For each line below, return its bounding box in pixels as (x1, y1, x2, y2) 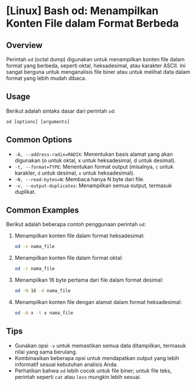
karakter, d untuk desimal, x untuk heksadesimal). (14, 169, 135, 176)
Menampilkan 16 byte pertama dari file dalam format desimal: (14, 276, 164, 284)
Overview (6, 40, 43, 50)
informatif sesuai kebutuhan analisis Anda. (14, 361, 118, 368)
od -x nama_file (14, 244, 55, 250)
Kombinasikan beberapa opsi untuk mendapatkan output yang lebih (14, 354, 179, 361)
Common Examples (6, 205, 80, 215)
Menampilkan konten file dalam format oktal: (14, 254, 123, 261)
